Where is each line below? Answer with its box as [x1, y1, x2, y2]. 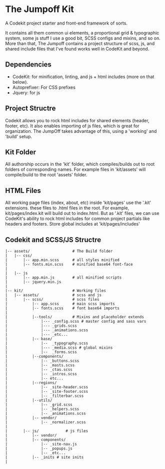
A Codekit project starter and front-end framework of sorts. [5, 20, 127, 26]
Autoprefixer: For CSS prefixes [12, 84, 76, 90]
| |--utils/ [5, 398, 52, 403]
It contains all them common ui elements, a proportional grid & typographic [5, 30, 159, 36]
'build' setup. [5, 133, 32, 139]
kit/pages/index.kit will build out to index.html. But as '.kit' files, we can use [5, 210, 159, 216]
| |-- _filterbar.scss [5, 393, 84, 398]
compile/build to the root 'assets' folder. [5, 172, 87, 178]
